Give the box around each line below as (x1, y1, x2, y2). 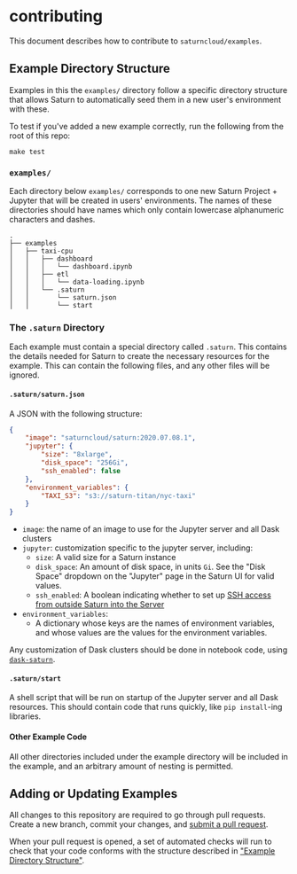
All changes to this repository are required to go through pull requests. (9, 809, 266, 821)
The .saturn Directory (9, 321, 105, 333)
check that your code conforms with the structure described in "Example (9, 846, 276, 856)
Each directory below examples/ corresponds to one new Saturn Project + (9, 186, 277, 197)
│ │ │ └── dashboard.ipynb (9, 262, 133, 271)
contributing (9, 6, 104, 27)
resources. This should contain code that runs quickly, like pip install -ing (9, 702, 283, 713)
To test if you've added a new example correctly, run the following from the (9, 121, 284, 131)
